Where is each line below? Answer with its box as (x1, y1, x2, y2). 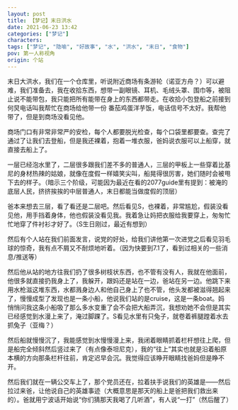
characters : (7, 37, 42, 44)
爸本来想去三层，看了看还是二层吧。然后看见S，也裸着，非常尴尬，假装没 (7, 201, 222, 210)
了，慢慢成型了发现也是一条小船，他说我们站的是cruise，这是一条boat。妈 (7, 294, 225, 302)
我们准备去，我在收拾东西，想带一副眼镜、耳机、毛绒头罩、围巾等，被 (19, 86, 225, 94)
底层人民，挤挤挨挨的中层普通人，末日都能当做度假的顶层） (7, 187, 181, 195)
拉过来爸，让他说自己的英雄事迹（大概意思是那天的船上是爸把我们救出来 (7, 386, 218, 394)
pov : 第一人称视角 (7, 50, 55, 57)
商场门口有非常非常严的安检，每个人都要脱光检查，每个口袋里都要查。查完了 (7, 127, 231, 135)
